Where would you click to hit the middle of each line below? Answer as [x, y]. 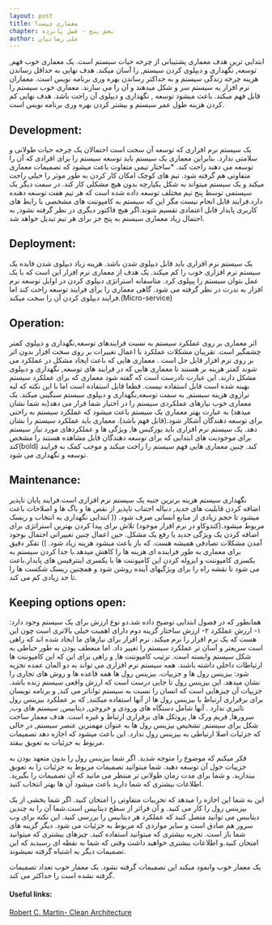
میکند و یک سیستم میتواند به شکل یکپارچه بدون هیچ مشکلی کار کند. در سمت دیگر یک [137, 184]
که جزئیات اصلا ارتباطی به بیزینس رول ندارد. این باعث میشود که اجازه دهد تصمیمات [135, 734]
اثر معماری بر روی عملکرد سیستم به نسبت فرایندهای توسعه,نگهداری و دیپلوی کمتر [133, 343]
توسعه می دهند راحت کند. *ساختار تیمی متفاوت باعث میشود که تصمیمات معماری [132, 167]
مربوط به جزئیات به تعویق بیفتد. [57, 743]
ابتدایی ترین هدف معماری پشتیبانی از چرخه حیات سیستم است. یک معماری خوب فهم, [137, 62]
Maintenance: [45, 480]
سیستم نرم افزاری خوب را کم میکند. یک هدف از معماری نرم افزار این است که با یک [135, 271]
